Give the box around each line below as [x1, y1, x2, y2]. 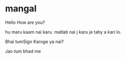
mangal [5, 3, 37, 14]
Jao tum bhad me [5, 48, 41, 54]
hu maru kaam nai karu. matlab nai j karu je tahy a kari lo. [5, 29, 122, 35]
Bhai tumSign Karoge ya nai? [5, 38, 64, 45]
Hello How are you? [5, 19, 46, 25]
